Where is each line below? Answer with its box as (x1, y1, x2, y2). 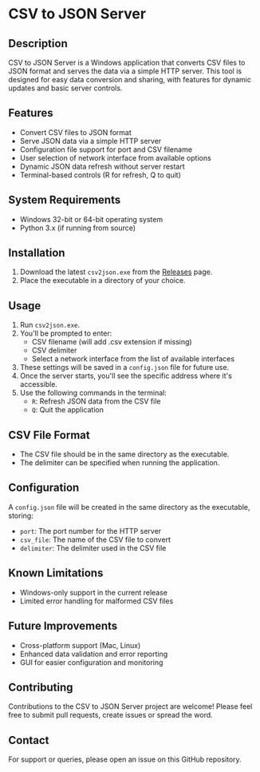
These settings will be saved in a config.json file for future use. (19, 363, 230, 372)
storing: (8, 511, 33, 520)
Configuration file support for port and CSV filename (19, 145, 193, 154)
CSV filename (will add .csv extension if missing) (31, 337, 193, 347)
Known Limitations (8, 567, 104, 580)
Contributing (8, 680, 73, 694)
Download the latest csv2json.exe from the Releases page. (19, 267, 213, 277)
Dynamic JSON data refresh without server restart (19, 161, 185, 171)
